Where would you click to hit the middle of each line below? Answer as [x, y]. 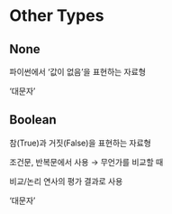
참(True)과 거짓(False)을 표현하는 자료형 [80, 143]
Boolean [33, 120]
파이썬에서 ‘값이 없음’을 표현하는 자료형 [78, 72]
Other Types [57, 16]
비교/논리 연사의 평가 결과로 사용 [66, 181]
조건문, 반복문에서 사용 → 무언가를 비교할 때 [86, 162]
